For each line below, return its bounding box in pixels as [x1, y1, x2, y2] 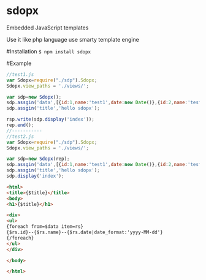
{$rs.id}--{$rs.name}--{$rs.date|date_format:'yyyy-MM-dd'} [6, 229, 164, 236]
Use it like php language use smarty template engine [6, 36, 139, 43]
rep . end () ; [6, 122, 34, 129]
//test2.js [6, 133, 34, 140]
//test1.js [6, 71, 34, 77]
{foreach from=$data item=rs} [6, 224, 84, 230]
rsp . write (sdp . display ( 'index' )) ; [6, 116, 95, 123]
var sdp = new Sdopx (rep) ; [6, 156, 70, 162]
